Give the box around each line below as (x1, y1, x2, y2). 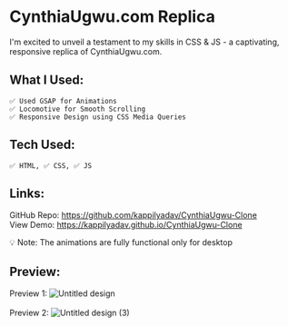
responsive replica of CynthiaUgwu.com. (9, 45, 163, 56)
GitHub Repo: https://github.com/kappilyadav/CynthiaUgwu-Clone (9, 210, 257, 221)
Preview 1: (9, 288, 48, 299)
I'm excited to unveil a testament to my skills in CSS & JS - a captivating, (9, 36, 280, 47)
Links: (9, 185, 45, 201)
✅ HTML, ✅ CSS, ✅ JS (9, 161, 93, 170)
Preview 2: (9, 307, 50, 319)
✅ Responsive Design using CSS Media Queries (9, 112, 186, 122)
